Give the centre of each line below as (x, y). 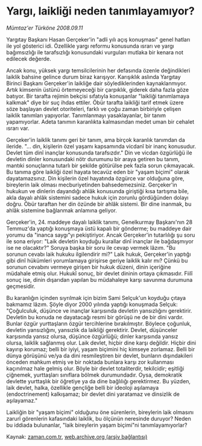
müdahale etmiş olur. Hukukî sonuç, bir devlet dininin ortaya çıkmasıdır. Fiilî (99, 273)
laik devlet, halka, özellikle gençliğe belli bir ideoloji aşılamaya (83, 387)
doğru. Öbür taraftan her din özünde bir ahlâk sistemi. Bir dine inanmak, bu (99, 204)
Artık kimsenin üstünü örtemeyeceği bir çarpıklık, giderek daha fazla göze (97, 89)
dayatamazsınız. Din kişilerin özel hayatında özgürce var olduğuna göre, (96, 178)
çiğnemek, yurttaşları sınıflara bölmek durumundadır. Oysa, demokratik (94, 375)
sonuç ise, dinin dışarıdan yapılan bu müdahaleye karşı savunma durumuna (99, 279)
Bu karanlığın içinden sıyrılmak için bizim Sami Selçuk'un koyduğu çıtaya (96, 298)
